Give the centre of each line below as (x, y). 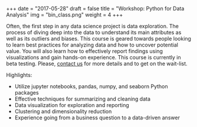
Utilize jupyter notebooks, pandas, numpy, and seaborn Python (91, 86)
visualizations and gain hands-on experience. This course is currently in (93, 57)
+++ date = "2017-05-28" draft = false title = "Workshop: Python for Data (95, 9)
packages (27, 93)
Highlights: (19, 75)
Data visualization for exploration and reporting (72, 105)
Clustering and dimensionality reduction (63, 111)
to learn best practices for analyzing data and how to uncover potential (92, 45)
